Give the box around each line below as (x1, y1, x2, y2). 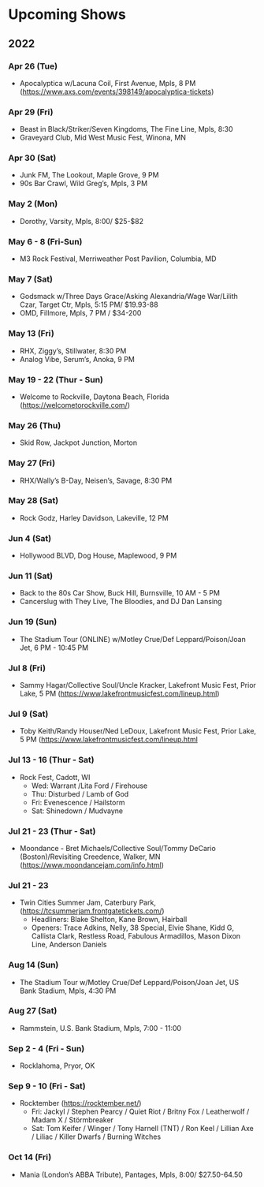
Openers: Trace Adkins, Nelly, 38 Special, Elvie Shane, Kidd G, (31, 923, 235, 932)
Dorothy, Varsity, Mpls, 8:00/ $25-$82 (19, 216, 144, 226)
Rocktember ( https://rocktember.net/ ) (19, 1099, 142, 1108)
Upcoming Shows (8, 6, 126, 24)
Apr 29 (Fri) (8, 106, 54, 118)
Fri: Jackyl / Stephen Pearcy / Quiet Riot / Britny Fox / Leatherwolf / (31, 1107, 250, 1117)
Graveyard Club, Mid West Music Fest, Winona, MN (19, 133, 187, 143)
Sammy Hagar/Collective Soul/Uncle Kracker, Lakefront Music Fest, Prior (19, 681, 256, 690)
